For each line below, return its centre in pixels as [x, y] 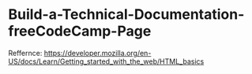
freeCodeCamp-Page [80, 31]
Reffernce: [25, 53]
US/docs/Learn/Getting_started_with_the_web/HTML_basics [106, 61]
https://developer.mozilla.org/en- [98, 53]
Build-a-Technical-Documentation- [126, 15]
